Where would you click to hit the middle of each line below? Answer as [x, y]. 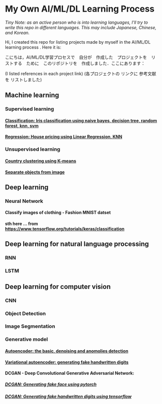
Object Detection [25, 313]
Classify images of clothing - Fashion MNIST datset [58, 212]
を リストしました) [24, 80]
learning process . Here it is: [33, 47]
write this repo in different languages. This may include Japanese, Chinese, [81, 27]
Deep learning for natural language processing [77, 244]
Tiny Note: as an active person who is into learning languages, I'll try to [77, 22]
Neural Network [24, 201]
